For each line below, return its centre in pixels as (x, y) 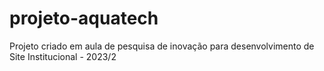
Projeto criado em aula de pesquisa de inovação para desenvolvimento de (162, 46)
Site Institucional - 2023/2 (63, 56)
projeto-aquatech (84, 18)
